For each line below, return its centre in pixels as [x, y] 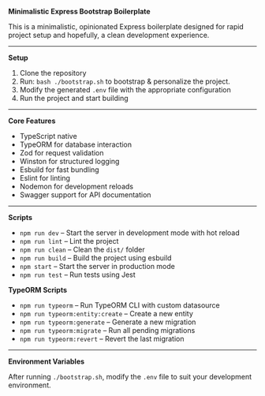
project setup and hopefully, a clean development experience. [109, 35]
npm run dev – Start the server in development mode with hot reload [129, 233]
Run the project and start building [74, 98]
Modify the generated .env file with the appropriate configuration [125, 90]
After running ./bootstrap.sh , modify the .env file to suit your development [130, 377]
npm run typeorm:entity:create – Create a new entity [106, 314]
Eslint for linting [45, 178]
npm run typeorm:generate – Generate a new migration [108, 322]
